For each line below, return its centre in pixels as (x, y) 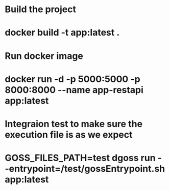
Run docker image (44, 56)
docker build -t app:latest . (62, 33)
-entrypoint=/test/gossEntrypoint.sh (85, 169)
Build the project (41, 9)
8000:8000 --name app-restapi (74, 90)
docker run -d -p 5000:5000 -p (73, 79)
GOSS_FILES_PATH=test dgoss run (80, 158)
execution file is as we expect (69, 134)
